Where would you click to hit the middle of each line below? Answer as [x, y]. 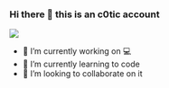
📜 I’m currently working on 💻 [77, 51]
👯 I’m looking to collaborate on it [82, 74]
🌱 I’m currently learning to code [81, 64]
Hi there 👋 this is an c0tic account [84, 14]
